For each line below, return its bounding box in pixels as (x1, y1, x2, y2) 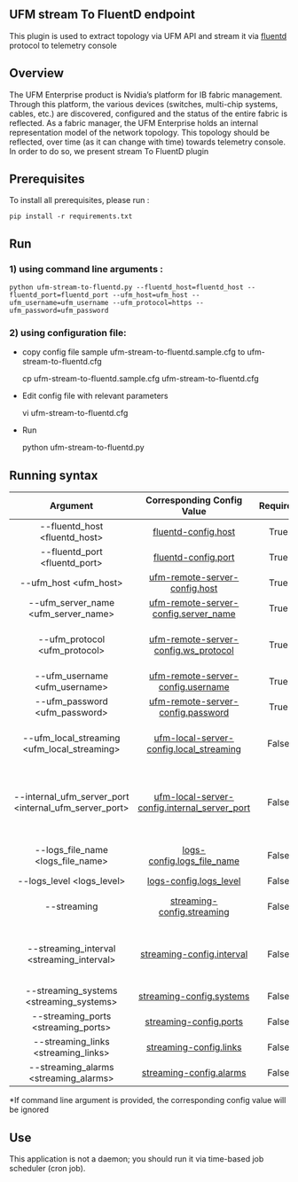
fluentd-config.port (153, 552, 235, 564)
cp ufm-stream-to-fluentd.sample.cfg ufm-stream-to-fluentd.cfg (21, 373, 259, 384)
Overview (9, 66, 65, 81)
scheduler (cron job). (9, 1163, 86, 1174)
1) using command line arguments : (9, 262, 164, 275)
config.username (158, 681, 230, 693)
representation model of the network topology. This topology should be (9, 127, 271, 137)
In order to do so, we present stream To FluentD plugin (9, 145, 209, 156)
